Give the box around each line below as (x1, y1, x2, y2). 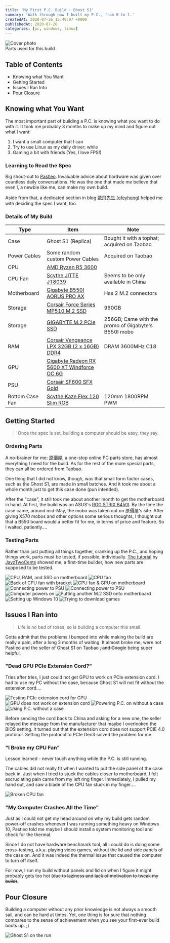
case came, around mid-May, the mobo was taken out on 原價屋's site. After (5, 508, 164, 514)
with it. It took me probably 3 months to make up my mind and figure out (5, 123, 156, 129)
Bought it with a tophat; (104, 235, 159, 242)
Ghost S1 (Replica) (47, 238, 92, 245)
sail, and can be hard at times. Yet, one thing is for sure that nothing (5, 912, 147, 918)
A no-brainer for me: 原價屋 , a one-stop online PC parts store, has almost (5, 455, 158, 461)
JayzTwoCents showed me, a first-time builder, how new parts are (5, 559, 144, 565)
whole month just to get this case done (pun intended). (5, 486, 120, 493)
